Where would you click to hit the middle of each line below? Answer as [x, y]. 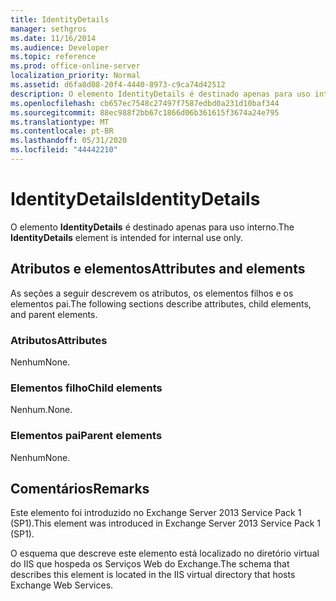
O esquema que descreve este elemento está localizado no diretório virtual [165, 553]
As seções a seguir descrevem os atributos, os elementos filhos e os [152, 293]
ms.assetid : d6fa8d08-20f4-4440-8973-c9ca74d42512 [118, 85]
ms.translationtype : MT [60, 122]
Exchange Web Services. [62, 585]
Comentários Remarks [80, 488]
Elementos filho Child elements [86, 388]
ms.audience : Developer [60, 47]
